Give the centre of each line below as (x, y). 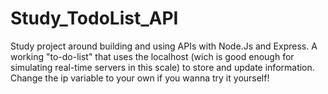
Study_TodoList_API (94, 18)
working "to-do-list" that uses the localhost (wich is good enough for (152, 56)
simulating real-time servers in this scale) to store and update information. (162, 67)
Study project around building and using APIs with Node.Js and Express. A (164, 46)
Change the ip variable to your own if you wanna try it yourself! (140, 78)
